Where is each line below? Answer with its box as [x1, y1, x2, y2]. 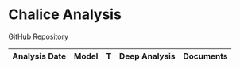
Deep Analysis [118, 50, 176, 61]
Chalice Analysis [8, 6, 122, 24]
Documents [182, 50, 228, 61]
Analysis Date [12, 50, 66, 61]
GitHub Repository [8, 32, 69, 41]
